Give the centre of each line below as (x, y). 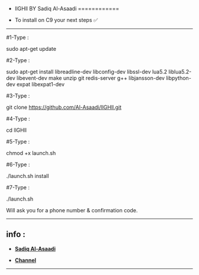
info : (16, 234)
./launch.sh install (28, 176)
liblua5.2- (180, 72)
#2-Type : (18, 60)
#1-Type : (17, 37)
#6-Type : (18, 164)
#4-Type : (18, 119)
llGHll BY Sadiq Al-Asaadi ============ (67, 9)
